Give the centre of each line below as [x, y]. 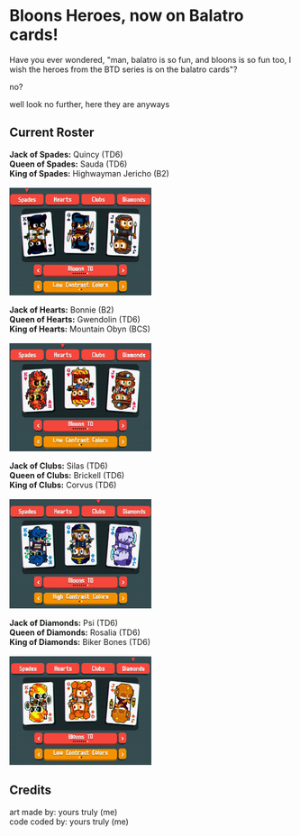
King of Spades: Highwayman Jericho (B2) [89, 173]
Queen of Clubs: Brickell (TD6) [67, 475]
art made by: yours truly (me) [64, 812]
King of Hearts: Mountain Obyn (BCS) [80, 329]
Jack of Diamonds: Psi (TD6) [64, 622]
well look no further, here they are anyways [90, 104]
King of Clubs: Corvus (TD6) [63, 485]
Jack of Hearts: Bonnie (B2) [62, 309]
